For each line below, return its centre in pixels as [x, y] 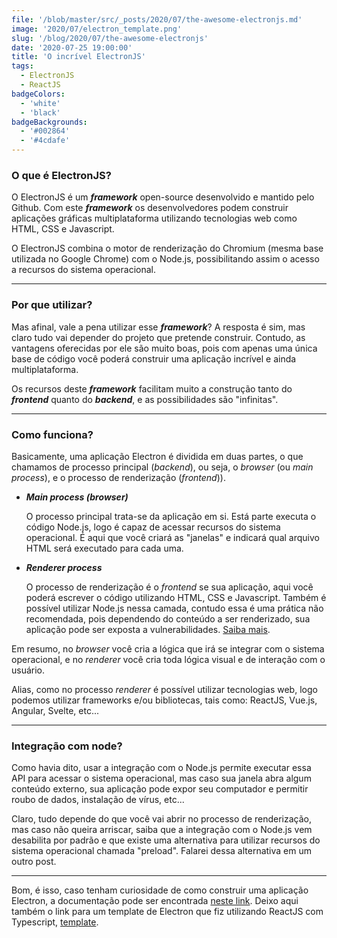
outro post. [34, 862]
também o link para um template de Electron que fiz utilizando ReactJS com [167, 912]
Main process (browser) [77, 497]
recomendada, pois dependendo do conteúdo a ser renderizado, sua [168, 618]
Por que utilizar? [52, 305]
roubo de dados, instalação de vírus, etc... [98, 800]
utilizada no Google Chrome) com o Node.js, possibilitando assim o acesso [165, 259]
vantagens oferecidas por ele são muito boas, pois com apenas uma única [164, 348]
